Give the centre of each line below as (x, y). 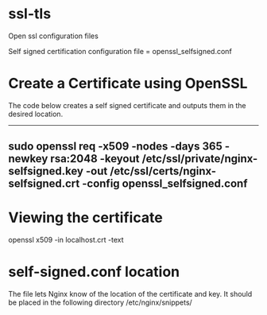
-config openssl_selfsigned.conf (165, 184)
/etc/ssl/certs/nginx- (163, 171)
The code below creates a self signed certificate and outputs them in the (127, 105)
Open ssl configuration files (54, 36)
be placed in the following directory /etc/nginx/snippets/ (100, 302)
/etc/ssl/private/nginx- (200, 159)
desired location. (36, 114)
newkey (28, 159)
